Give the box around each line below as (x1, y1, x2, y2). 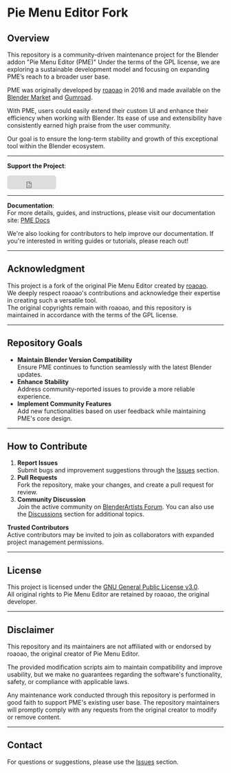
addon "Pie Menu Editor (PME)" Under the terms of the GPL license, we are (7, 58, 221, 66)
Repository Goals (7, 337, 82, 349)
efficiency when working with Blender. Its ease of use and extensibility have (7, 114, 222, 122)
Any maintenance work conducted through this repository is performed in (7, 691, 215, 699)
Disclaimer (7, 624, 54, 636)
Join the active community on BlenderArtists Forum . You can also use (16, 503, 214, 511)
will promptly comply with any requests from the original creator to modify (7, 705, 217, 714)
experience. (16, 392, 52, 401)
